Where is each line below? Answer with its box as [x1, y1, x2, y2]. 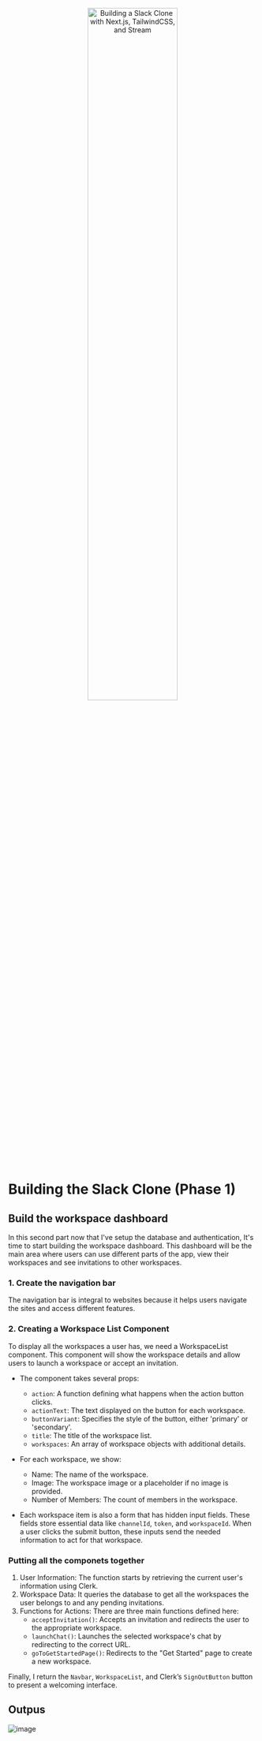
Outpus [8, 1703, 46, 1717]
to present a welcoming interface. [8, 1680, 118, 1690]
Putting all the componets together [8, 1555, 144, 1566]
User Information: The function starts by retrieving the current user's [19, 1572, 243, 1582]
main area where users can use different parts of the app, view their [8, 1250, 230, 1258]
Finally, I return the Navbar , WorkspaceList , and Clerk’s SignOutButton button [8, 1672, 253, 1681]
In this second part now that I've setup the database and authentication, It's [8, 1233, 254, 1242]
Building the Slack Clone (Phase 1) [8, 1180, 236, 1198]
